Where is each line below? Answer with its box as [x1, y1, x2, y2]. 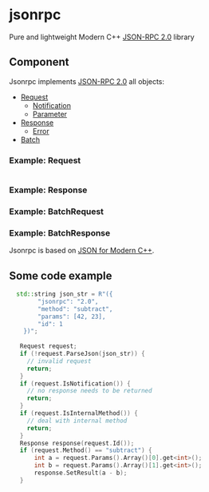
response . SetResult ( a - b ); [34, 469, 128, 477]
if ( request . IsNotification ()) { [19, 379, 131, 388]
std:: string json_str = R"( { [16, 290, 113, 298]
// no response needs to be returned [26, 387, 152, 395]
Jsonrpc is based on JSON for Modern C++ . [9, 246, 155, 256]
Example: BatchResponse [9, 227, 111, 238]
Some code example [9, 268, 112, 282]
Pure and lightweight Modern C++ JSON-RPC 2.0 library [9, 32, 195, 42]
